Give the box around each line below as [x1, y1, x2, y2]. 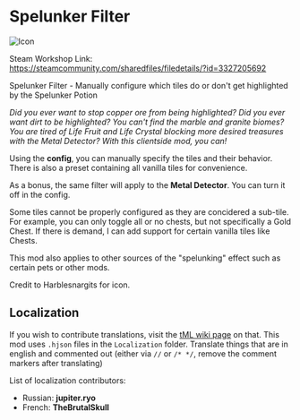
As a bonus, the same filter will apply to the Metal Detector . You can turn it [9, 179, 286, 190]
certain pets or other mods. [9, 261, 110, 272]
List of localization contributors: [9, 374, 126, 386]
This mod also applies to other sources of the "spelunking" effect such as [9, 253, 281, 263]
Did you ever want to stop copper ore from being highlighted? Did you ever [9, 107, 286, 117]
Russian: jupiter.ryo [21, 392, 97, 403]
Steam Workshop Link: [9, 53, 93, 64]
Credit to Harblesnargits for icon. [9, 279, 131, 290]
